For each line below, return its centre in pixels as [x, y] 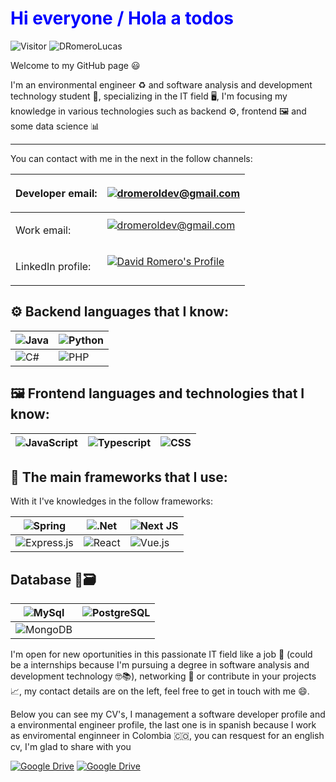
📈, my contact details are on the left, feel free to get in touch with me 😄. [160, 691]
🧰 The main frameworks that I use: [119, 477]
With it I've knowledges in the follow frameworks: [112, 501]
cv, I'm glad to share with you [71, 747]
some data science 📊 [55, 126]
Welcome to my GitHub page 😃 [75, 65]
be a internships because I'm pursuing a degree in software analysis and [160, 665]
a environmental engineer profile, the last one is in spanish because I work [163, 725]
